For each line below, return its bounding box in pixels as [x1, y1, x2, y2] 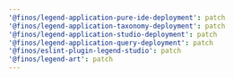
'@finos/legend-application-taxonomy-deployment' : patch [8, 22, 226, 30]
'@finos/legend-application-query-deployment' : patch [8, 38, 214, 48]
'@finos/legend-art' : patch [8, 55, 114, 64]
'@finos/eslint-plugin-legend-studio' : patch [8, 47, 181, 56]
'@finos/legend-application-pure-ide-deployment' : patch [8, 13, 226, 22]
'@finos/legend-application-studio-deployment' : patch [8, 30, 218, 39]
